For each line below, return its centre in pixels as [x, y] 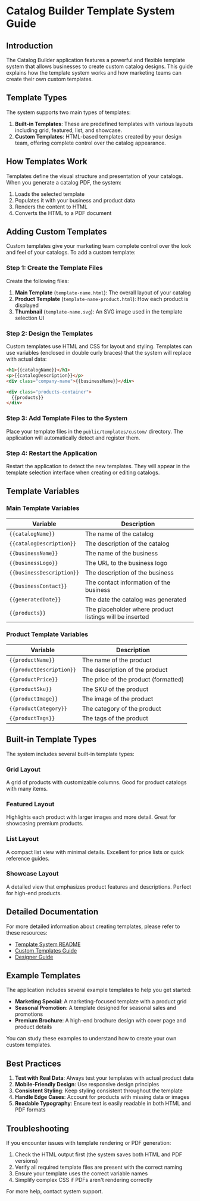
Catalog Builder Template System [90, 11]
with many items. [27, 788]
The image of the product [118, 699]
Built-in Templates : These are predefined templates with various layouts [104, 124]
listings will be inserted [117, 616]
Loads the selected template [50, 194]
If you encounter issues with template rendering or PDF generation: [89, 1143]
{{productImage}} [34, 699]
